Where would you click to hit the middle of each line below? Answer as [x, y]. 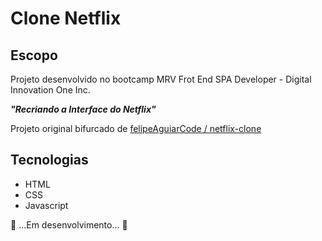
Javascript [46, 205]
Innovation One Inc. [50, 90]
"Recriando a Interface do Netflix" [83, 109]
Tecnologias [49, 160]
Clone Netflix [66, 18]
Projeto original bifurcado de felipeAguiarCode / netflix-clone [136, 128]
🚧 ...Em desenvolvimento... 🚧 [69, 224]
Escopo [34, 55]
